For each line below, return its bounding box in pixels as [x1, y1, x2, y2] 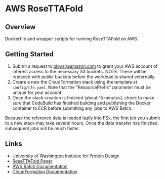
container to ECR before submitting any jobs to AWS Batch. [12, 105, 133, 111]
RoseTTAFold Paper [12, 158, 53, 164]
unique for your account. [12, 89, 63, 95]
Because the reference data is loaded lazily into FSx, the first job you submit [5, 115, 160, 121]
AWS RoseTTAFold [5, 3, 83, 14]
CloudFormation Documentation [12, 169, 78, 175]
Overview [5, 23, 36, 31]
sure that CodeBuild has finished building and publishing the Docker [12, 100, 151, 106]
